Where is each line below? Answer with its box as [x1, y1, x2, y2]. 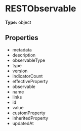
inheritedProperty [12, 115, 48, 121]
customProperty [12, 110, 45, 116]
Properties [5, 34, 39, 42]
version [12, 68, 28, 74]
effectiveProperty [12, 78, 48, 84]
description [12, 52, 36, 58]
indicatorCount [12, 73, 43, 79]
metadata [12, 46, 32, 52]
